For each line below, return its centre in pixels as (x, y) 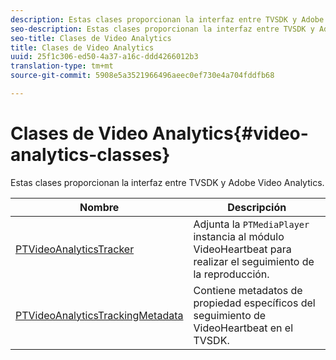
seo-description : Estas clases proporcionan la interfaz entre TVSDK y (162, 29)
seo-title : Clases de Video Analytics (91, 38)
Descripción (257, 207)
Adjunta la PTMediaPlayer (251, 224)
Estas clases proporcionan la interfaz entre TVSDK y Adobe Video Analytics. (167, 182)
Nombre (99, 207)
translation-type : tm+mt (62, 66)
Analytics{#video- (230, 133)
